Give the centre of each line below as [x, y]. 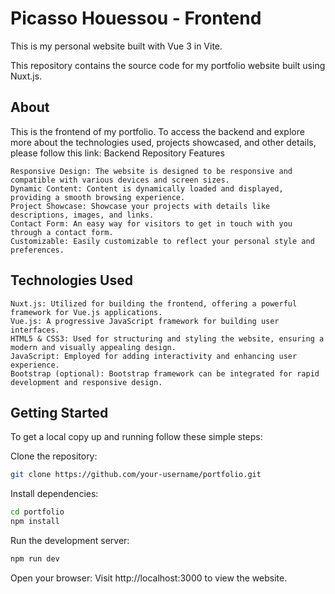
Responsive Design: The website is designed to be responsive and [151, 171]
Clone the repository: [54, 456]
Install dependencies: [54, 494]
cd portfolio [37, 512]
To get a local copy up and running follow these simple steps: [136, 437]
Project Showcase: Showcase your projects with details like [140, 206]
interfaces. [35, 330]
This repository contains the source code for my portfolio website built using [168, 65]
